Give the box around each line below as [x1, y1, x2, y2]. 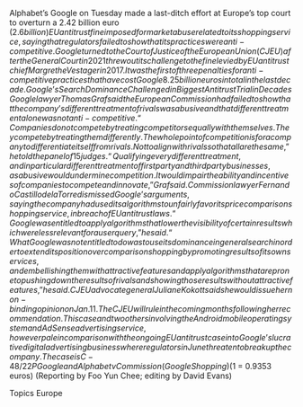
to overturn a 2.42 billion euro [9, 17, 120, 28]
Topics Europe [9, 388, 63, 398]
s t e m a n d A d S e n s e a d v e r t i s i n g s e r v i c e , [9, 323, 147, 333]
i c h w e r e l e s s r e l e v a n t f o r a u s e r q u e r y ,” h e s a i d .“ [9, 227, 173, 237]
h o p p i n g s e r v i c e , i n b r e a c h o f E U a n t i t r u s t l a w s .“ [9, 208, 176, 218]
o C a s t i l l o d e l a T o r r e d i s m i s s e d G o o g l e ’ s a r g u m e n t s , [9, 189, 191, 199]
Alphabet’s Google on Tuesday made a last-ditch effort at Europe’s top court [9, 8, 291, 18]
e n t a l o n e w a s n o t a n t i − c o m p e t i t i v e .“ [9, 112, 142, 123]
